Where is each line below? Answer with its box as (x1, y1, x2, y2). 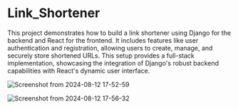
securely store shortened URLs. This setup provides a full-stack (7, 51, 195, 60)
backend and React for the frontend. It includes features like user (7, 36, 199, 44)
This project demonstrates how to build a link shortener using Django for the (7, 28, 232, 37)
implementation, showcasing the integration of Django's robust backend (7, 58, 219, 67)
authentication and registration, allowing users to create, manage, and (7, 43, 213, 52)
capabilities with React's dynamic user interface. (7, 66, 150, 75)
